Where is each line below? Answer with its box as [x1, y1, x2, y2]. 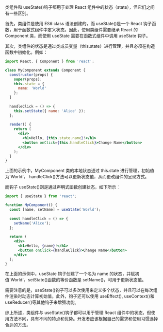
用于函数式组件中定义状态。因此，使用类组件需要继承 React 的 [13, 27, 138, 33]
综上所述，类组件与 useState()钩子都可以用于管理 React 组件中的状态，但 [5, 310, 151, 315]
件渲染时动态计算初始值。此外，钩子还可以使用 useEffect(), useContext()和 [5, 294, 155, 299]
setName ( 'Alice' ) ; [14, 221, 51, 225]
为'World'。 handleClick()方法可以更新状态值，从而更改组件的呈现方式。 [5, 174, 149, 180]
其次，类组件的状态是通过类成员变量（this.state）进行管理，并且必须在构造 [5, 43, 155, 49]
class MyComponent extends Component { [5, 68, 86, 73]
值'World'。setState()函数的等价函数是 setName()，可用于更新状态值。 [5, 277, 147, 283]
